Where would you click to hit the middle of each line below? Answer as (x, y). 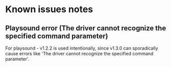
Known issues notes (49, 9)
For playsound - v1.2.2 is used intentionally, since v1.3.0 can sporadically (82, 48)
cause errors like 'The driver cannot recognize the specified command (79, 54)
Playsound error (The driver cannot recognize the (86, 28)
